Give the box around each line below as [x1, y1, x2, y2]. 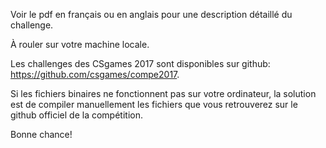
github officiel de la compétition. [10, 109, 143, 121]
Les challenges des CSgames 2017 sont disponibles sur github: [10, 58, 271, 69]
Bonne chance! [10, 129, 73, 140]
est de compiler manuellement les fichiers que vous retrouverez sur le [10, 99, 298, 110]
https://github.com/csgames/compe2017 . [10, 69, 180, 80]
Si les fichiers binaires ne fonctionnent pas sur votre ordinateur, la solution [10, 88, 317, 99]
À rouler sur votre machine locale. [10, 39, 150, 50]
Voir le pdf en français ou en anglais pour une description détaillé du [10, 9, 293, 20]
